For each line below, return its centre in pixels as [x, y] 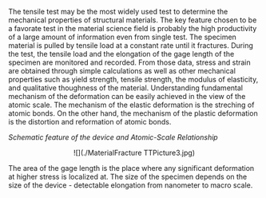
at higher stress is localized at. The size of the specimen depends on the [128, 176]
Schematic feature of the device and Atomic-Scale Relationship [113, 137]
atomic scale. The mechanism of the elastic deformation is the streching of [131, 105]
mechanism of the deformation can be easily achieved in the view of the [127, 96]
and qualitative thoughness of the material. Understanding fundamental [126, 88]
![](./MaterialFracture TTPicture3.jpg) [134, 152]
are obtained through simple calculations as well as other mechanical [122, 71]
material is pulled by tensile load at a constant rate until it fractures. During [131, 46]
